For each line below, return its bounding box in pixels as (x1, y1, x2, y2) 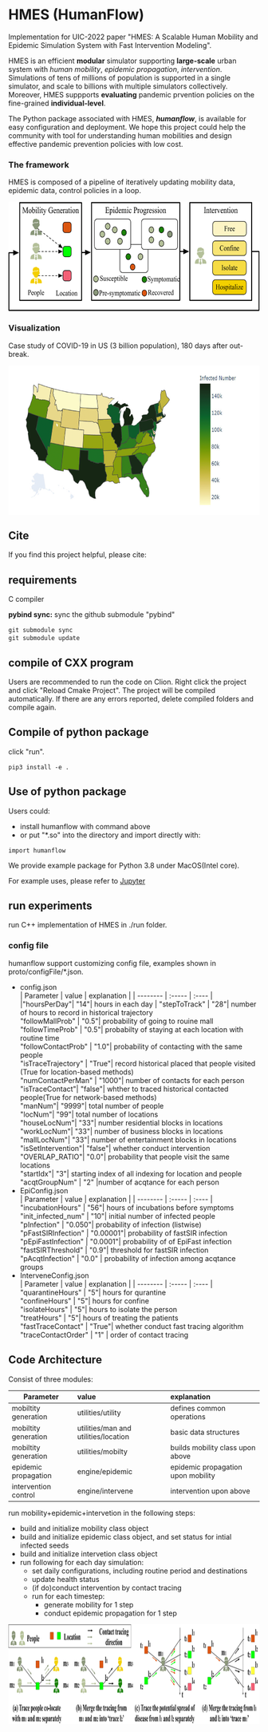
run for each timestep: (31, 1591, 105, 1601)
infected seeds (19, 1540, 69, 1550)
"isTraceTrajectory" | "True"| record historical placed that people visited (19, 1058, 256, 1068)
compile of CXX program (8, 656, 134, 670)
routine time (19, 1033, 60, 1042)
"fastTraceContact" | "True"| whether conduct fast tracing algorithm (19, 1321, 244, 1331)
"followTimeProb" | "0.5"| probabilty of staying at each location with (19, 1024, 243, 1034)
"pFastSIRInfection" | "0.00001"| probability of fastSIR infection (19, 1228, 228, 1238)
